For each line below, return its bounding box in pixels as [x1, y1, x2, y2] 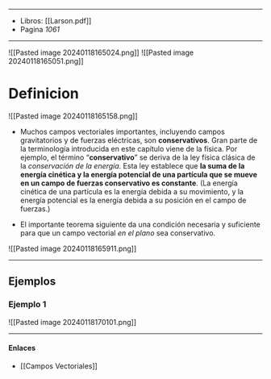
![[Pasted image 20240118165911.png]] [8, 244, 137, 253]
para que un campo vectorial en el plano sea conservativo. [19, 227, 216, 238]
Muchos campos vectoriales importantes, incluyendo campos [19, 127, 226, 136]
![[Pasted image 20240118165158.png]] [8, 110, 139, 121]
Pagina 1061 [19, 25, 60, 34]
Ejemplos [8, 275, 56, 289]
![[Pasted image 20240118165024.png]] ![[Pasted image [8, 48, 194, 57]
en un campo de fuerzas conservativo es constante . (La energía [19, 178, 238, 188]
